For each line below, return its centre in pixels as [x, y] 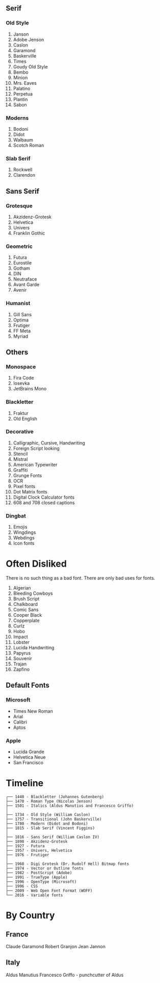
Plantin [20, 99]
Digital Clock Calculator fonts [44, 497]
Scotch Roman [29, 145]
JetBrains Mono [30, 389]
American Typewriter [35, 464]
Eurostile [22, 263]
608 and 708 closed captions [44, 502]
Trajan [20, 664]
